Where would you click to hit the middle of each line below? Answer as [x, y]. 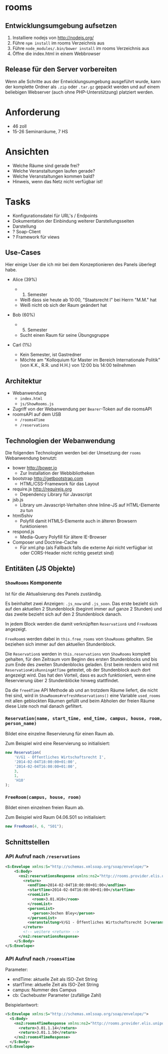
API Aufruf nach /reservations [43, 856]
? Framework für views [36, 237]
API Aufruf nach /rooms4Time [40, 958]
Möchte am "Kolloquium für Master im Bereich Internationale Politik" [90, 360]
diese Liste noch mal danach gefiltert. [44, 706]
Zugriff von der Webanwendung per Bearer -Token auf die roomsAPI [82, 409]
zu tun [26, 510]
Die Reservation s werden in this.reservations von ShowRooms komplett [78, 654]
